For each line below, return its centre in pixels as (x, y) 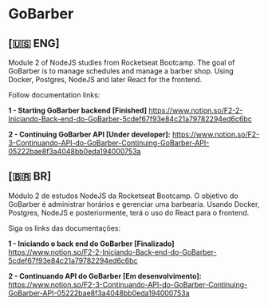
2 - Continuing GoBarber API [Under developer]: (90, 134)
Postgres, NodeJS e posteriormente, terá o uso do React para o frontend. (129, 212)
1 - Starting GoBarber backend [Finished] (78, 110)
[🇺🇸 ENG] (34, 44)
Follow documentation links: (54, 95)
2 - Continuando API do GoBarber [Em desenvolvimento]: (105, 275)
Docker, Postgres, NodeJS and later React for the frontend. (105, 79)
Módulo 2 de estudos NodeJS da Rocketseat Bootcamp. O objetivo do (123, 196)
